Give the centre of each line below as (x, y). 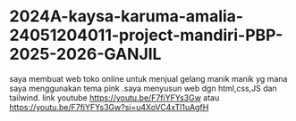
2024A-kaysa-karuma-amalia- (127, 16)
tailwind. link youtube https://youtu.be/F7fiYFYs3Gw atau (114, 97)
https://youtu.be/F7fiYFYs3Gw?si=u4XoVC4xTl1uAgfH (109, 107)
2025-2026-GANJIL (85, 54)
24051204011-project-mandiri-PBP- (146, 35)
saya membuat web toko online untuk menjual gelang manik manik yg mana (148, 78)
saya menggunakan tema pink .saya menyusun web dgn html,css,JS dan (143, 88)
